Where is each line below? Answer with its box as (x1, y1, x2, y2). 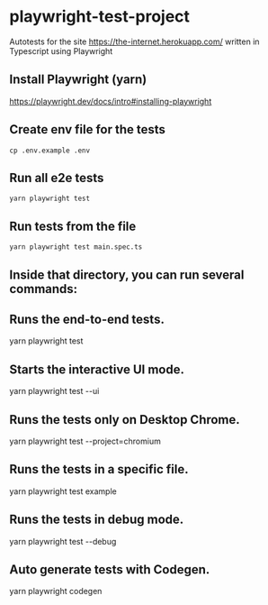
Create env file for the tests (9, 122, 166, 137)
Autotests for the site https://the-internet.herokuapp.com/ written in (9, 36, 260, 47)
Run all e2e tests (9, 170, 104, 186)
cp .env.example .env (9, 146, 91, 155)
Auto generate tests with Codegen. (9, 562, 210, 578)
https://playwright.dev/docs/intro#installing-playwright (9, 96, 212, 106)
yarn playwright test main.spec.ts (9, 243, 143, 252)
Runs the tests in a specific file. (9, 462, 189, 477)
